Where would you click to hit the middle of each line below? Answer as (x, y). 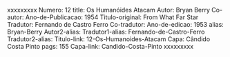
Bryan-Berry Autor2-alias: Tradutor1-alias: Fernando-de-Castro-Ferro (106, 32)
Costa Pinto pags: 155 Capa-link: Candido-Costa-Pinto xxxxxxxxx (100, 46)
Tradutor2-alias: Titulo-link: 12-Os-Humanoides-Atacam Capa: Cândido (109, 39)
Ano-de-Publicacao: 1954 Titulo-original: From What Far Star (112, 17)
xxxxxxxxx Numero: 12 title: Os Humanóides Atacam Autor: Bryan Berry (109, 10)
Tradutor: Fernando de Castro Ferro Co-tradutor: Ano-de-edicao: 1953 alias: (116, 24)
